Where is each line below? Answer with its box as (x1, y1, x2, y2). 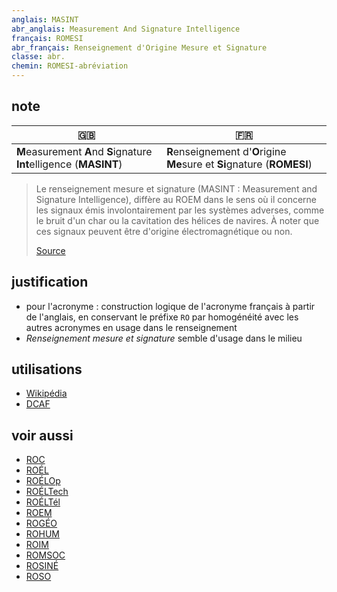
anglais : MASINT (11, 14, 79, 25)
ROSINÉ (25, 560, 59, 572)
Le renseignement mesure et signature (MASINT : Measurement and (35, 182, 318, 195)
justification (11, 274, 89, 291)
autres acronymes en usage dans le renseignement (25, 321, 238, 333)
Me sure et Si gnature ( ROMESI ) (166, 157, 313, 171)
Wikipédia (25, 387, 68, 400)
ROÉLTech (25, 486, 69, 498)
